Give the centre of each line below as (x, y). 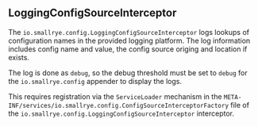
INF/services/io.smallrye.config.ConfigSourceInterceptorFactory (118, 105)
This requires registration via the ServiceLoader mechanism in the (115, 96)
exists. (19, 57)
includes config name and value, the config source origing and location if (128, 49)
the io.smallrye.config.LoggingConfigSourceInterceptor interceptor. (121, 113)
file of (240, 105)
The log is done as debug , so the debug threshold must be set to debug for (128, 73)
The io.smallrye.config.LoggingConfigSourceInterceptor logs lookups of (129, 32)
